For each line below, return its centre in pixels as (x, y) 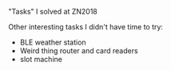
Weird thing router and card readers (79, 51)
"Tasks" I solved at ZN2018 (53, 12)
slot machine (41, 59)
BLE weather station (53, 42)
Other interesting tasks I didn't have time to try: (86, 27)
